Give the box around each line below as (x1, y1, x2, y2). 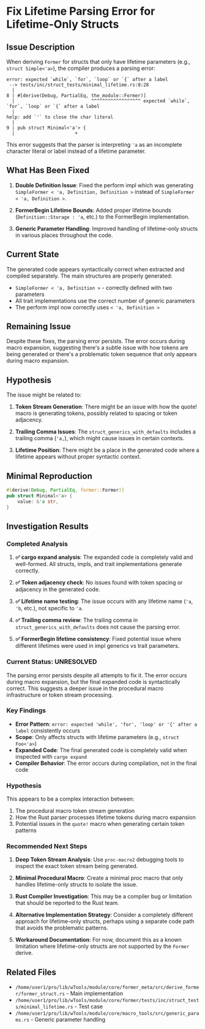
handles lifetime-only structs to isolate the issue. (15, 881, 138, 888)
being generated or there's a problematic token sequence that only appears (6, 351, 197, 358)
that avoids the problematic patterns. (15, 924, 109, 931)
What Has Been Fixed (6, 165, 90, 176)
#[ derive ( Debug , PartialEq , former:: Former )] (6, 487, 124, 494)
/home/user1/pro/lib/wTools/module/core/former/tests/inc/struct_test (15, 998, 199, 1004)
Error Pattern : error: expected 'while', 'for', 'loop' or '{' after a (15, 720, 198, 728)
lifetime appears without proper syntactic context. (15, 453, 141, 460)
